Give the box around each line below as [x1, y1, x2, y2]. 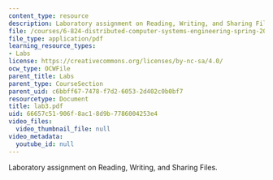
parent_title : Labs [8, 72, 75, 80]
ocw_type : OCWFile [8, 65, 71, 73]
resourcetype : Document [8, 95, 89, 103]
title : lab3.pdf [8, 102, 63, 110]
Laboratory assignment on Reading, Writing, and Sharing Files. [8, 162, 218, 172]
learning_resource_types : [8, 42, 96, 50]
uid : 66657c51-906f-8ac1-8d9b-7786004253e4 [8, 110, 158, 118]
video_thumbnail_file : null [15, 125, 111, 133]
